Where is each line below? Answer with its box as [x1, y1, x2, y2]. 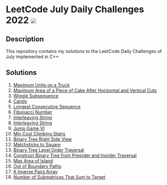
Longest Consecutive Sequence [13, 103, 81, 110]
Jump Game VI [13, 125, 45, 131]
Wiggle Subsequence [13, 93, 59, 99]
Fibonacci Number [13, 109, 53, 115]
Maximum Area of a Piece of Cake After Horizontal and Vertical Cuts [13, 87, 157, 93]
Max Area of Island [13, 157, 53, 164]
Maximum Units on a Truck [13, 82, 70, 88]
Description [6, 35, 44, 43]
